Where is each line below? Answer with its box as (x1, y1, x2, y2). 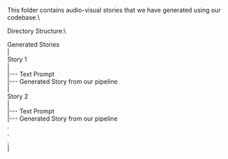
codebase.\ (7, 13, 40, 22)
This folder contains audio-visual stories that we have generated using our (7, 6, 221, 14)
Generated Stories (7, 40, 60, 48)
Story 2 (7, 92, 29, 100)
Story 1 (7, 55, 27, 63)
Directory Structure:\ (7, 27, 66, 35)
